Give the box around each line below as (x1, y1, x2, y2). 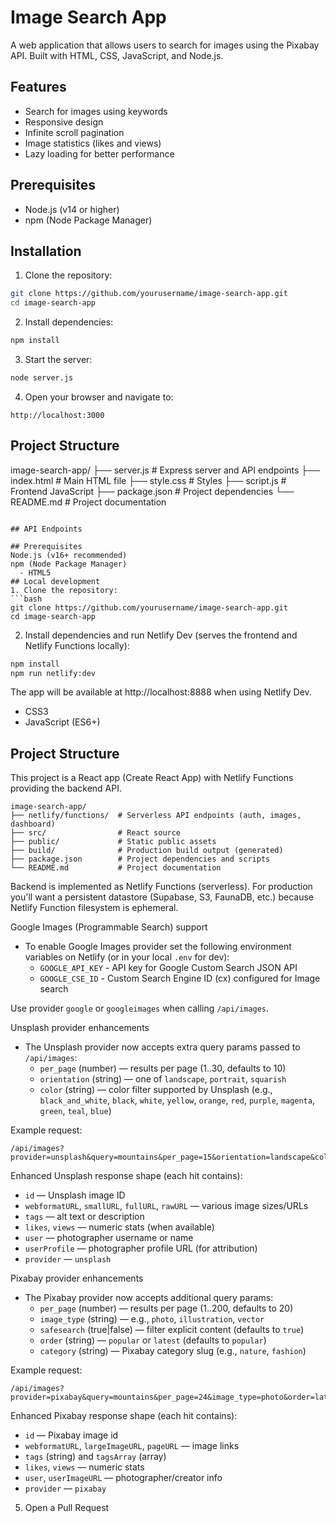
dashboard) (10, 819, 56, 830)
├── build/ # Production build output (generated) (10, 846, 284, 856)
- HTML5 (19, 567, 52, 578)
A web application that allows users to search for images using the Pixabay (10, 39, 320, 51)
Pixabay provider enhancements (10, 1272, 144, 1285)
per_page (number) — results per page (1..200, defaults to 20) (39, 1302, 294, 1315)
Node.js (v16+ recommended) (10, 550, 128, 560)
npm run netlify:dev (10, 668, 97, 678)
